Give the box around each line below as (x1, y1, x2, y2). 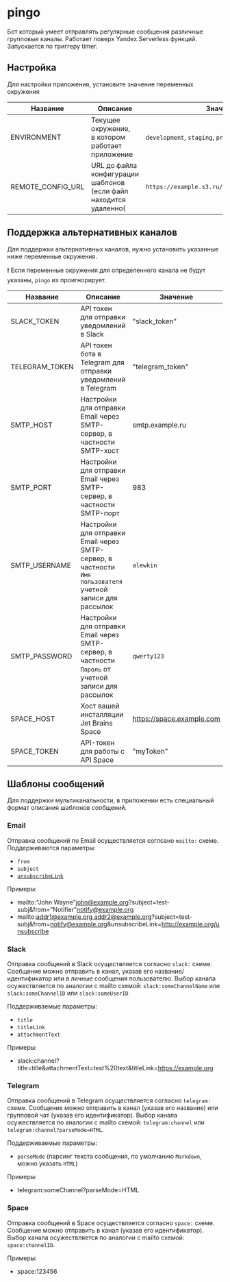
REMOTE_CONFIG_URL (10, 182, 85, 191)
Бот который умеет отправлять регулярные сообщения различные (7, 27, 203, 36)
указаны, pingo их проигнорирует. (7, 275, 107, 284)
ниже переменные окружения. (7, 252, 98, 260)
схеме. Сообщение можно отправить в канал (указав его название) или (7, 1104, 218, 1112)
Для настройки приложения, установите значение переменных (7, 80, 194, 88)
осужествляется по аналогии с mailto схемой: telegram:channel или (7, 1118, 205, 1126)
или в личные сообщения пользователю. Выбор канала (53, 974, 216, 983)
